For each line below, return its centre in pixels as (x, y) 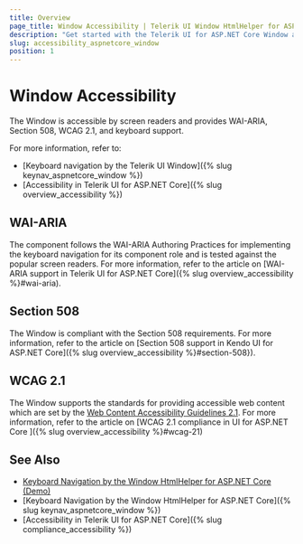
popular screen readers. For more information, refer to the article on (135, 264)
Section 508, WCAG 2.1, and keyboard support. (97, 131)
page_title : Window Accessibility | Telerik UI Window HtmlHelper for (145, 26)
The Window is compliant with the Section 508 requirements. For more (141, 333)
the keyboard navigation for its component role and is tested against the (143, 254)
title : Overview (40, 18)
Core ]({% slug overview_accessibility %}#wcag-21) (106, 431)
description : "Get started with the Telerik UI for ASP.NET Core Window (149, 34)
